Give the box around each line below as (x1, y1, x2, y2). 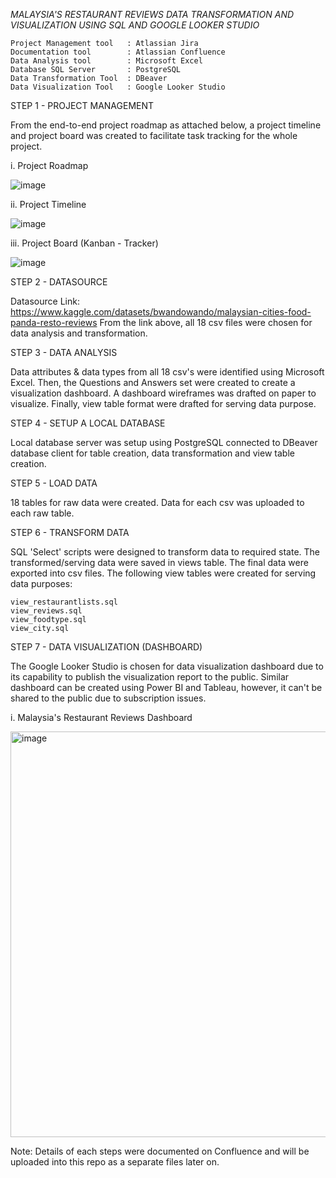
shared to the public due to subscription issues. (10, 692, 207, 704)
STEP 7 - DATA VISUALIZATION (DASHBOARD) (10, 641, 203, 653)
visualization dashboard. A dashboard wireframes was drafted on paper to (10, 387, 317, 399)
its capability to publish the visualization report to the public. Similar (10, 671, 290, 683)
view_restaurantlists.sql (10, 597, 118, 607)
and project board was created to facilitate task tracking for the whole (10, 130, 298, 141)
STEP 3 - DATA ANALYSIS (10, 347, 118, 358)
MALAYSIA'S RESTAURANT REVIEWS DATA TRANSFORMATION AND (10, 9, 295, 20)
